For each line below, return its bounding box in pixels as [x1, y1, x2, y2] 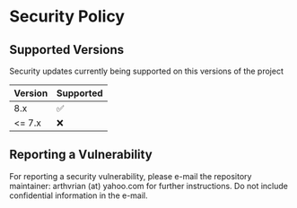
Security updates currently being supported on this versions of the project [9, 65, 284, 76]
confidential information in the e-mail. [9, 190, 148, 201]
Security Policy [9, 6, 126, 27]
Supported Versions [9, 42, 124, 57]
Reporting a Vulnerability [9, 147, 153, 162]
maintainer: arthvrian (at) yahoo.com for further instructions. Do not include [9, 180, 289, 191]
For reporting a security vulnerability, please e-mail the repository [9, 170, 252, 181]
